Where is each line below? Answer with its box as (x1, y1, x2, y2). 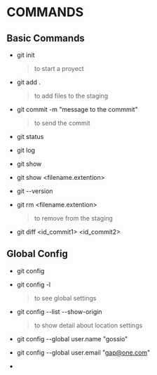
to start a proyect (34, 65, 85, 72)
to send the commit (34, 119, 90, 127)
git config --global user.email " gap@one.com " (16, 348, 151, 357)
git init (16, 51, 35, 59)
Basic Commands (6, 32, 85, 44)
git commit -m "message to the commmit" (16, 105, 138, 113)
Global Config (6, 248, 68, 260)
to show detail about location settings (34, 321, 143, 329)
